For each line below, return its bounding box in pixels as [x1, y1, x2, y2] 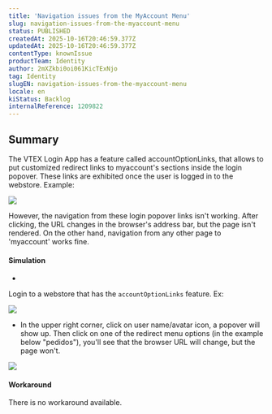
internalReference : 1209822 [8, 102, 104, 110]
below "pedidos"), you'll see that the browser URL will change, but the [19, 338, 256, 347]
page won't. [19, 346, 61, 356]
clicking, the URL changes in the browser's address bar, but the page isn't [8, 219, 256, 229]
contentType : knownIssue [8, 50, 93, 58]
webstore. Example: [8, 179, 75, 189]
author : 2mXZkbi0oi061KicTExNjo [8, 65, 118, 73]
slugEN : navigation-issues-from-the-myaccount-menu [8, 80, 187, 88]
